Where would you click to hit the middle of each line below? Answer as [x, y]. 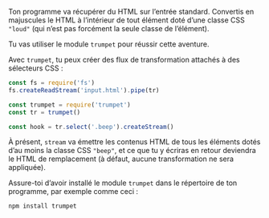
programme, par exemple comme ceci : [73, 192]
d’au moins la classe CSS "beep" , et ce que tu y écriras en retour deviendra [132, 151]
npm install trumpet [43, 206]
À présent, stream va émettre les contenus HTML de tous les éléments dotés [134, 142]
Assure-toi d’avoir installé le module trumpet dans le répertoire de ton [123, 183]
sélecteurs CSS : [36, 68]
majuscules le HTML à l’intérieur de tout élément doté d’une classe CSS [126, 20]
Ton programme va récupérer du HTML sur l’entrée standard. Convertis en [131, 12]
